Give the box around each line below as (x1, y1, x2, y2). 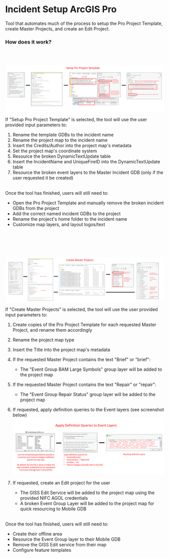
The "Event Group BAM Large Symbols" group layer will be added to (20, 366, 162, 372)
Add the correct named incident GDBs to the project (12, 211, 121, 217)
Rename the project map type (12, 336, 75, 343)
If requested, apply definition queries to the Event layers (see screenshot (12, 406, 164, 412)
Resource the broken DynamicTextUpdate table (12, 153, 111, 159)
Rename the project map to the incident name (12, 137, 107, 143)
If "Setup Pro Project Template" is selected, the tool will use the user (5, 116, 147, 122)
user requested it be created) (12, 175, 74, 181)
